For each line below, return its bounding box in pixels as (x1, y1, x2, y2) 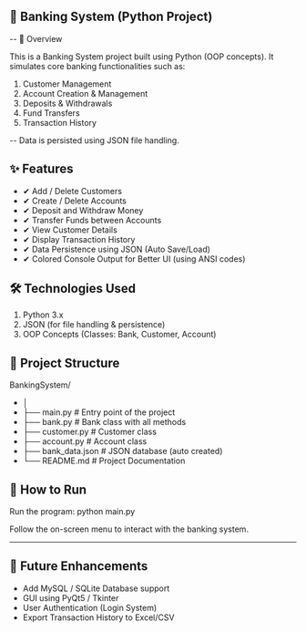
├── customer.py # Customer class (22, 426, 158, 438)
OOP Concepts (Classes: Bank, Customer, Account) (22, 329, 217, 340)
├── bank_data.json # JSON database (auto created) (22, 446, 223, 457)
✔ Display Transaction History (22, 233, 136, 244)
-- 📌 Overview (9, 33, 63, 44)
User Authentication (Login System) (22, 602, 158, 613)
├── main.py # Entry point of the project (22, 407, 176, 418)
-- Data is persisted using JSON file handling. (9, 134, 179, 146)
